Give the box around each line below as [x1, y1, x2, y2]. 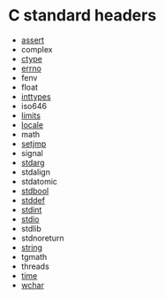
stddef [20, 194, 46, 205]
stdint [20, 204, 42, 215]
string [20, 241, 43, 253]
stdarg [20, 157, 45, 168]
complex [20, 43, 53, 54]
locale [20, 119, 44, 130]
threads [20, 261, 49, 271]
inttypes [20, 90, 51, 102]
